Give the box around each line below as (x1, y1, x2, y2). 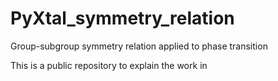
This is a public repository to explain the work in (10, 59, 208, 71)
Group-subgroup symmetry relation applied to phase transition (10, 40, 268, 52)
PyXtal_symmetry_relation (10, 7, 235, 30)
